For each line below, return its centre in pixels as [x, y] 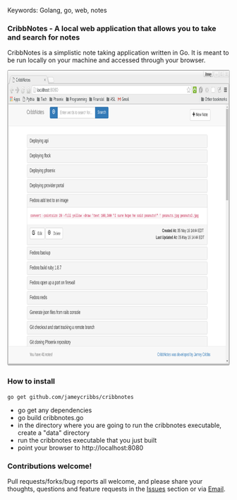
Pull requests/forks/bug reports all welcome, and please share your [105, 481]
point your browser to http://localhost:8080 [80, 448]
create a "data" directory [54, 432]
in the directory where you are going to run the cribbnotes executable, [120, 425]
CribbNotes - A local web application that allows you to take [112, 28]
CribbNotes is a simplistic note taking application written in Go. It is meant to [118, 53]
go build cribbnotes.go [50, 417]
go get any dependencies [55, 410]
